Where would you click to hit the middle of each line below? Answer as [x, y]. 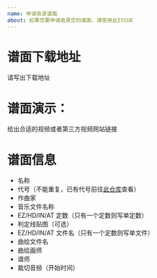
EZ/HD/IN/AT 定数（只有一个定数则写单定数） [82, 215]
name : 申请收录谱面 [32, 14]
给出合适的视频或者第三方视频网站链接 [62, 129]
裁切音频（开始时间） [48, 268]
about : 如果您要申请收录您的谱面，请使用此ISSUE [70, 20]
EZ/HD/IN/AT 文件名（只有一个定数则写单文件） [85, 233]
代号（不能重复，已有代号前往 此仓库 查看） [78, 189]
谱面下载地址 [44, 57]
